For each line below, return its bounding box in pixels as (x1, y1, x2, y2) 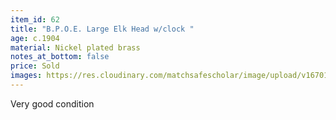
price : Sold (10, 61, 60, 71)
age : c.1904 (10, 33, 60, 43)
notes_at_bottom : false (10, 52, 110, 62)
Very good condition (10, 97, 95, 110)
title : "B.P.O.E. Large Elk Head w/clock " (10, 24, 195, 34)
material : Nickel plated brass (10, 42, 141, 53)
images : (10, 71, 43, 81)
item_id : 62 (10, 14, 60, 25)
